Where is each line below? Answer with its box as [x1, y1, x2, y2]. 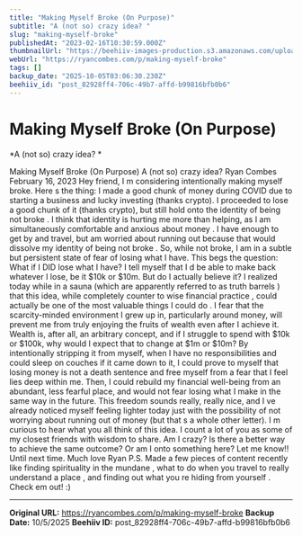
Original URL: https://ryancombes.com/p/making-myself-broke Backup [9, 507, 275, 518]
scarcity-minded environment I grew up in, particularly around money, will [9, 309, 283, 320]
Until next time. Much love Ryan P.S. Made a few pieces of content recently [9, 452, 289, 463]
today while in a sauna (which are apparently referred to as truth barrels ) [9, 281, 280, 291]
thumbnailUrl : [9, 47, 63, 56]
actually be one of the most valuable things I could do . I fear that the [9, 299, 264, 310]
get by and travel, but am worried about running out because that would [9, 233, 276, 244]
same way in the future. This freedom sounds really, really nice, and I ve [9, 395, 276, 406]
